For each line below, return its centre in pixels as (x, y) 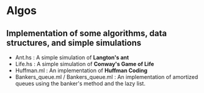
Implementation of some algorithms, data (86, 33)
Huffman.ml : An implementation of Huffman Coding (81, 70)
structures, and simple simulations (74, 43)
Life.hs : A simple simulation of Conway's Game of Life (85, 64)
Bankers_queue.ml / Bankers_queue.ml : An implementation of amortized (107, 77)
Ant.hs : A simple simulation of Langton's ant (72, 58)
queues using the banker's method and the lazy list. (80, 84)
